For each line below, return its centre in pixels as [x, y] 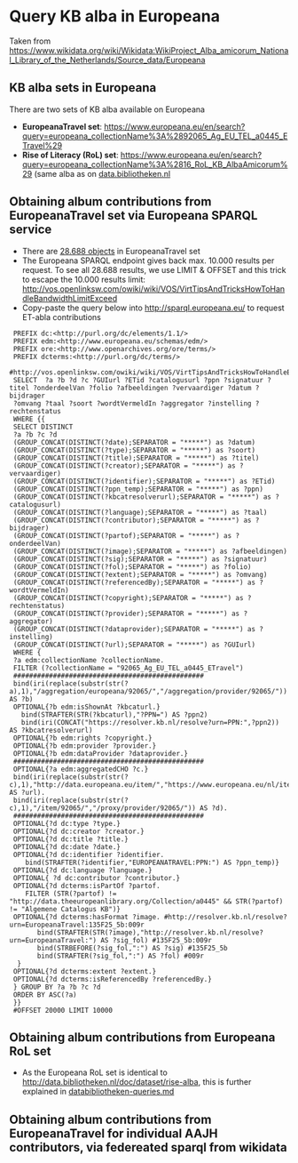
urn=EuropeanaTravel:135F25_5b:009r [77, 925]
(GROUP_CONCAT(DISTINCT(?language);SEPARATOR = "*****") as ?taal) [140, 512]
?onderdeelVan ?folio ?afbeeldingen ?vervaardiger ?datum [142, 388]
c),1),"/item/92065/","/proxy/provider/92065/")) [103, 808]
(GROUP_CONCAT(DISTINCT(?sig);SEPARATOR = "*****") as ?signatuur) [140, 559]
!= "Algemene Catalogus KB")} [65, 909]
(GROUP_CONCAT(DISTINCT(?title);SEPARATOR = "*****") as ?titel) [136, 458]
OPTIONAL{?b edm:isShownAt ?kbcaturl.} [87, 707]
